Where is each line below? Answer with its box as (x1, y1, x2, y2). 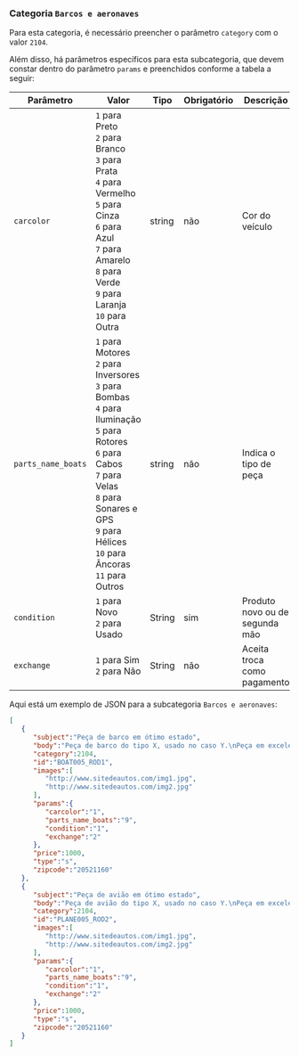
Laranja (94, 299, 127, 311)
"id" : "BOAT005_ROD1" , (32, 757, 114, 766)
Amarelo (94, 254, 131, 266)
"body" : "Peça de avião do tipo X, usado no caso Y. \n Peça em (32, 898, 265, 907)
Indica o (241, 446, 276, 459)
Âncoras (94, 558, 131, 570)
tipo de (241, 458, 271, 471)
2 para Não (94, 665, 141, 677)
